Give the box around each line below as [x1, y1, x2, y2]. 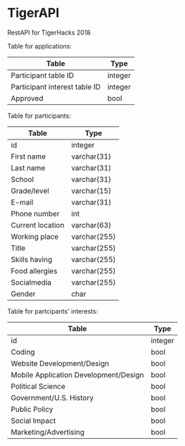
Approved [11, 93, 44, 103]
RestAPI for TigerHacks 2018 [7, 28, 91, 37]
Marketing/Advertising [11, 427, 85, 437]
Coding [11, 347, 35, 357]
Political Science [11, 381, 65, 391]
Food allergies [11, 266, 58, 275]
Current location [11, 220, 65, 230]
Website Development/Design [11, 358, 110, 368]
